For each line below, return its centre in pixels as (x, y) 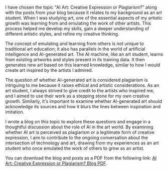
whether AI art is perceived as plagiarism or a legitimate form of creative (80, 132)
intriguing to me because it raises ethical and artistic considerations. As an (82, 85)
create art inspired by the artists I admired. (49, 70)
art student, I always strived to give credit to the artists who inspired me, (80, 91)
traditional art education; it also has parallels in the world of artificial (75, 49)
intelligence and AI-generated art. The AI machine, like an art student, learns (84, 54)
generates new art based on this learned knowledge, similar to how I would (83, 65)
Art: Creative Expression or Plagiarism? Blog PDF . (56, 163)
